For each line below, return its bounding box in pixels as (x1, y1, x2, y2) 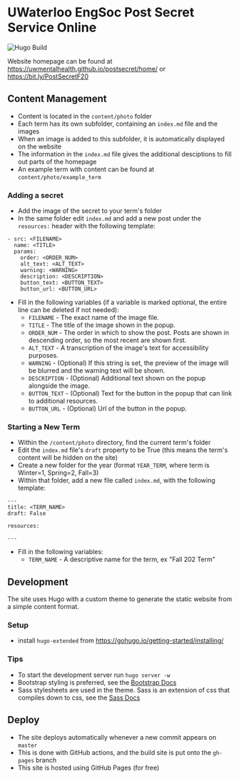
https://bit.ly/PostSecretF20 (7, 72, 89, 81)
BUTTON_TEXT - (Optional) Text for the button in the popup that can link (28, 389, 233, 398)
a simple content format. (7, 603, 80, 611)
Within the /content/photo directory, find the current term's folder (17, 438, 211, 447)
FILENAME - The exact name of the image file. (28, 313, 159, 322)
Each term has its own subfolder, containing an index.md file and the (17, 119, 218, 128)
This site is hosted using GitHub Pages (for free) (17, 763, 160, 772)
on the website (17, 142, 62, 151)
